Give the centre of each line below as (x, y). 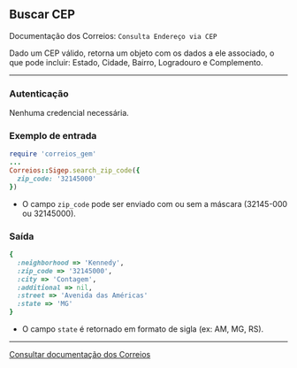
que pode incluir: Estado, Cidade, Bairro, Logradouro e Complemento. (136, 62)
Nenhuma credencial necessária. (69, 113)
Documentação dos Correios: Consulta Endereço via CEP (114, 35)
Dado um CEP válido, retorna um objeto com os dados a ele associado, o (142, 53)
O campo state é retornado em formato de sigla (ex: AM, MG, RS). (143, 329)
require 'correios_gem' (53, 154)
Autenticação (39, 94)
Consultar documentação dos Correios (80, 355)
